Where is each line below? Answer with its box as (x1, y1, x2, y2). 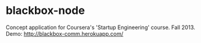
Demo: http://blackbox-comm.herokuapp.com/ (6, 30, 124, 37)
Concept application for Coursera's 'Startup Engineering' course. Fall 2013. (6, 24, 195, 31)
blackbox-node (6, 4, 85, 18)
